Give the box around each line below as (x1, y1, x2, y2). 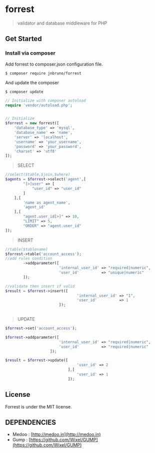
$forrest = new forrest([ (5, 121, 59, 126)
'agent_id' (23, 204, 46, 210)
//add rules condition (5, 256, 52, 261)
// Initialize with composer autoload (5, 98, 86, 103)
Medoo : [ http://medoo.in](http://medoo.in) (12, 431, 101, 437)
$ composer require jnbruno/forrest (5, 71, 81, 76)
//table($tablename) (5, 247, 48, 252)
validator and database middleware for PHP (17, 20, 107, 26)
